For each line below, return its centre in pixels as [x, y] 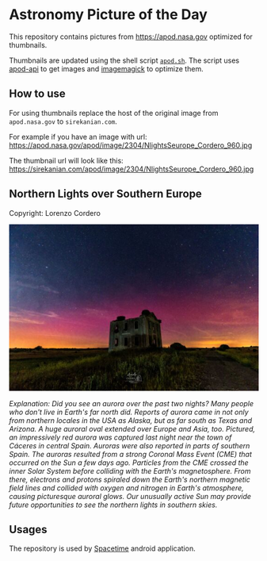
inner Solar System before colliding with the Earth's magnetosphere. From [130, 471]
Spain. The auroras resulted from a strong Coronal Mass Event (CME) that [130, 454]
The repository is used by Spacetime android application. [103, 548]
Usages [28, 529]
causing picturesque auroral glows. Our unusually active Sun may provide [130, 496]
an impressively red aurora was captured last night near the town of [120, 437]
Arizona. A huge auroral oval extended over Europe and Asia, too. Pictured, [132, 428]
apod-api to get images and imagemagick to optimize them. [107, 68]
